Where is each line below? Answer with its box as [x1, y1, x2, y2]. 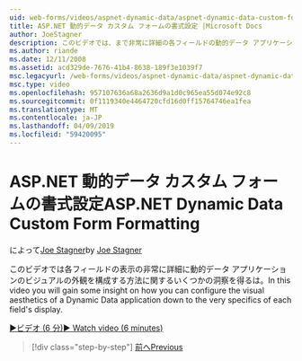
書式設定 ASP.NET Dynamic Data [40, 194, 284, 215]
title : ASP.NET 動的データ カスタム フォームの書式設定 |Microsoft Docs [9, 22, 262, 31]
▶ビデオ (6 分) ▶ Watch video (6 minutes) [9, 322, 164, 333]
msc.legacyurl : [9, 72, 67, 81]
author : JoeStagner [9, 30, 83, 39]
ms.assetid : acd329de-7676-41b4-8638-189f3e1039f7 [9, 64, 203, 73]
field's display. [9, 304, 63, 314]
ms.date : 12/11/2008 [9, 55, 87, 64]
